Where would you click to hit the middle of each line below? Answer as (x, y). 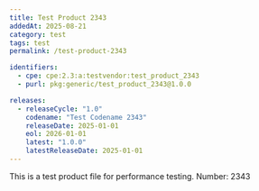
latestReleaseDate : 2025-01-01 (84, 151)
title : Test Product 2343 (58, 18)
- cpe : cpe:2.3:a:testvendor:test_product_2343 (109, 76)
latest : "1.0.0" (56, 142)
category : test (38, 34)
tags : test (30, 43)
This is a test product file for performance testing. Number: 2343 (130, 176)
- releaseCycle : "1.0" (60, 109)
